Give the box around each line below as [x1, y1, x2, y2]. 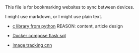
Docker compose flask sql [12, 33, 66, 38]
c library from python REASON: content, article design [12, 23, 123, 29]
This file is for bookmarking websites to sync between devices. [5, 4, 135, 10]
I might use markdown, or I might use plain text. [5, 14, 103, 19]
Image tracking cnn [12, 42, 52, 48]
